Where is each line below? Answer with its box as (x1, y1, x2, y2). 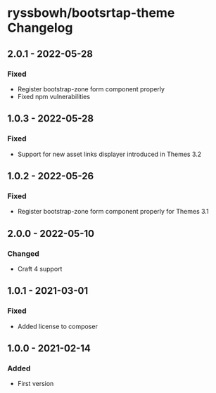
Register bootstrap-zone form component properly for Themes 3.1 (17, 207, 209, 216)
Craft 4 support (17, 264, 63, 273)
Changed (7, 248, 40, 258)
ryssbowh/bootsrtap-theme (7, 5, 175, 21)
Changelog (7, 20, 73, 36)
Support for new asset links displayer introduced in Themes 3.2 (17, 150, 202, 158)
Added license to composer (17, 322, 99, 330)
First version (17, 380, 54, 388)
